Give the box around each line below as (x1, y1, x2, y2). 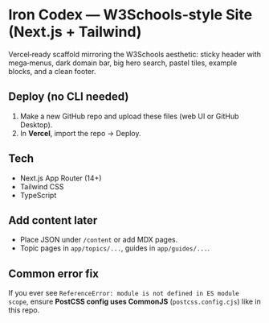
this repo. (8, 305, 40, 315)
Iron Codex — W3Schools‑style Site (8, 6, 253, 24)
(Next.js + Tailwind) (8, 23, 142, 41)
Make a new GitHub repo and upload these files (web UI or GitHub (19, 111, 239, 121)
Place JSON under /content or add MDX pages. (19, 235, 178, 245)
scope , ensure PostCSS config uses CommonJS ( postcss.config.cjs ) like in (8, 296, 261, 307)
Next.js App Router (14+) (19, 173, 102, 183)
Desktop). (19, 119, 53, 130)
